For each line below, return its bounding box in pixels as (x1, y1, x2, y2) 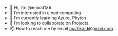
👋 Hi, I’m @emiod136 (9, 5, 52, 10)
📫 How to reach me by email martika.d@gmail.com (9, 26, 113, 31)
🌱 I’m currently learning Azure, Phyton (9, 15, 86, 20)
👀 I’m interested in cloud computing (9, 10, 81, 16)
